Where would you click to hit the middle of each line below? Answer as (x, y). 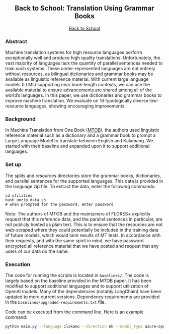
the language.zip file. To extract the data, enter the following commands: (80, 186)
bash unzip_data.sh (26, 200)
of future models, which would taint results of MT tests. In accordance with (83, 235)
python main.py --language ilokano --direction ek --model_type (74, 326)
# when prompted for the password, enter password (59, 204)
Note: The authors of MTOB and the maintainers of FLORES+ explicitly (78, 213)
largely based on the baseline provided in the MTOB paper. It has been (78, 281)
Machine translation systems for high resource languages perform (74, 52)
